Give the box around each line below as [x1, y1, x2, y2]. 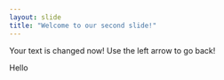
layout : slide [9, 12, 62, 22]
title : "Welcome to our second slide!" [9, 21, 157, 30]
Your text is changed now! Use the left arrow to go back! [9, 45, 216, 55]
